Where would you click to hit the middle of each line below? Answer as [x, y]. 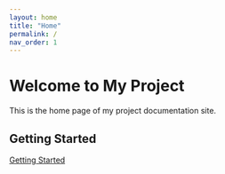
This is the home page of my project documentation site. [112, 111]
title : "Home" [36, 26]
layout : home [33, 17]
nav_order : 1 [33, 42]
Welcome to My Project [97, 86]
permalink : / [33, 34]
